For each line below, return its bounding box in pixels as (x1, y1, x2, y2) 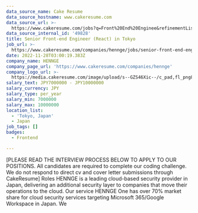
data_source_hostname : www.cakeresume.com (6, 14, 112, 20)
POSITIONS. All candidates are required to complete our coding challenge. (6, 162, 187, 169)
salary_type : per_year (6, 91, 62, 97)
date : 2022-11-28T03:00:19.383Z (6, 53, 85, 58)
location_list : (6, 107, 44, 113)
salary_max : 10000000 (6, 101, 60, 108)
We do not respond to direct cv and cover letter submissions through (6, 169, 173, 176)
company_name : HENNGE (6, 58, 60, 64)
